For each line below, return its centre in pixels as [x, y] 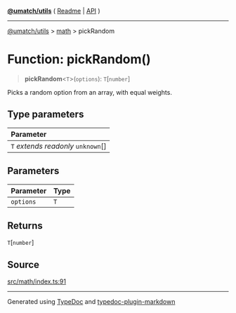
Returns [25, 226]
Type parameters [46, 115]
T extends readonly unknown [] [59, 146]
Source [24, 264]
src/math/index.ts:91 [37, 281]
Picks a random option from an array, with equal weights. [90, 92]
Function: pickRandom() [79, 59]
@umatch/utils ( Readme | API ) [54, 11]
